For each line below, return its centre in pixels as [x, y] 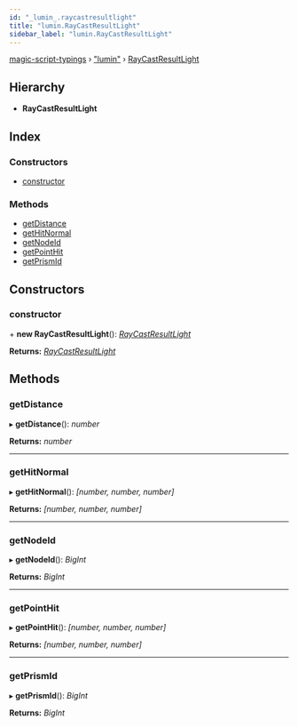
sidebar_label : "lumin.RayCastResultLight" [91, 34]
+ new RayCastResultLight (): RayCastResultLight [100, 333]
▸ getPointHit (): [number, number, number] [88, 627]
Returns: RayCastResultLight [63, 351]
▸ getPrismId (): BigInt [49, 695]
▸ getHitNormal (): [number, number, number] [92, 491]
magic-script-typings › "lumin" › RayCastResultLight [104, 60]
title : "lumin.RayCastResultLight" [75, 26]
